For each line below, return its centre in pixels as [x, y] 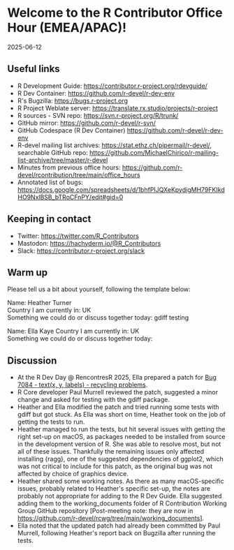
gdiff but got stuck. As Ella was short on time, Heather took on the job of [121, 415]
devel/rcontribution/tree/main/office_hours [79, 174]
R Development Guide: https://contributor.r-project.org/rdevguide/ [112, 86]
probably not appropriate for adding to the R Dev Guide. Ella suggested [119, 496]
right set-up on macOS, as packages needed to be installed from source [121, 437]
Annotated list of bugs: [50, 182]
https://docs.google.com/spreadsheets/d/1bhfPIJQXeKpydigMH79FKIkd [121, 189]
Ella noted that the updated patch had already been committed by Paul [119, 526]
